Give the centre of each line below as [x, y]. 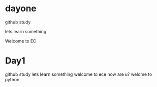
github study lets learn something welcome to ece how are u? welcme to [78, 74]
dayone [21, 9]
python [12, 79]
